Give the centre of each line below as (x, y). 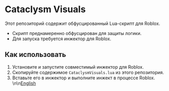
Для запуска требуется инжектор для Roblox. (62, 39)
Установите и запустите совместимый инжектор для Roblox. (78, 67)
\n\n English (24, 83)
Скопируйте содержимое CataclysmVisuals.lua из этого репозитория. (88, 72)
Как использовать (36, 55)
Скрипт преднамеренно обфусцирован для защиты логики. (77, 33)
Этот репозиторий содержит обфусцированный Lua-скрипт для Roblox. (82, 23)
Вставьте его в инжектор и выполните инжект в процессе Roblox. (84, 78)
